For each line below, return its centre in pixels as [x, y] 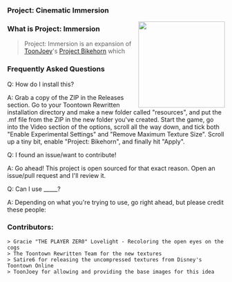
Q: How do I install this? [41, 84]
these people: [27, 210]
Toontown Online [30, 265]
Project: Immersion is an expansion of [78, 44]
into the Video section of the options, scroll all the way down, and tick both [113, 127]
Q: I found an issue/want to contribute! [62, 154]
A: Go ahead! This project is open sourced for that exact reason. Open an [111, 168]
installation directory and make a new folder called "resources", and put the [115, 112]
